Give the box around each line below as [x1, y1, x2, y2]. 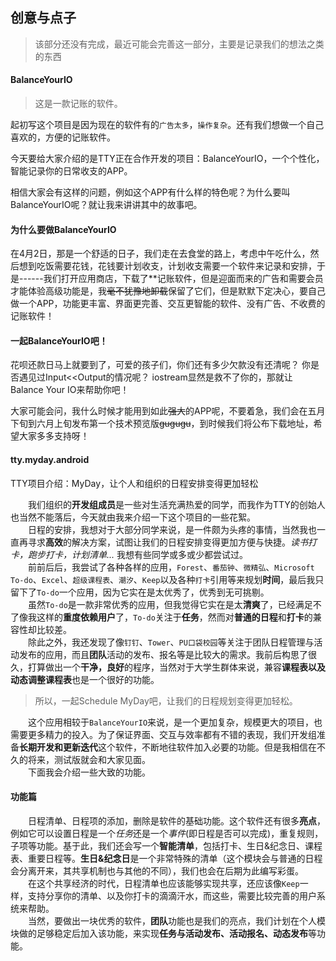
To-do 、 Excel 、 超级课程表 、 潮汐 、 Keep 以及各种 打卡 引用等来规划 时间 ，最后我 [10, 573, 316, 585]
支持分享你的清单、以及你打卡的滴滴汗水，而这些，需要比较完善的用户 [27, 889, 317, 902]
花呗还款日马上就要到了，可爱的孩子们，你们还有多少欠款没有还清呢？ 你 [10, 359, 311, 371]
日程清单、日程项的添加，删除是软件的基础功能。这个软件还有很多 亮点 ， [28, 814, 326, 827]
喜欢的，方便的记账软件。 [10, 131, 116, 143]
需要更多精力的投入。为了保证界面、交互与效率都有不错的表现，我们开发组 [10, 728, 317, 740]
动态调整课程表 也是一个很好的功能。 [10, 673, 160, 685]
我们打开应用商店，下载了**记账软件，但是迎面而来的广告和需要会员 [43, 273, 324, 285]
